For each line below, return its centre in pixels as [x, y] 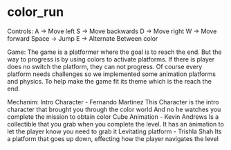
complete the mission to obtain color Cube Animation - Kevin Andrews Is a [113, 116]
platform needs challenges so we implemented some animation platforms [112, 74]
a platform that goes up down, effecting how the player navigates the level [113, 138]
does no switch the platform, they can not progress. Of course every [105, 66]
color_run [36, 12]
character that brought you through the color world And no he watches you [114, 109]
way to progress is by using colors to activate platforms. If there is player [111, 59]
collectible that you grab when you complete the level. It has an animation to [116, 124]
